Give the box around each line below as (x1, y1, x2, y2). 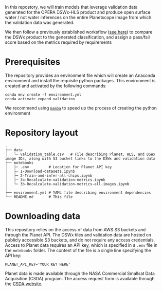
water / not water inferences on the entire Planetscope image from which (5, 15, 152, 20)
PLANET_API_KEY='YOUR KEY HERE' (5, 262, 71, 267)
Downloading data (5, 211, 81, 222)
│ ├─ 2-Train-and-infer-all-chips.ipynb (5, 173, 92, 178)
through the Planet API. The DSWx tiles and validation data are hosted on (5, 232, 152, 237)
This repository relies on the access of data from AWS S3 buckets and (5, 226, 146, 233)
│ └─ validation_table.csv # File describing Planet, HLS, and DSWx (5, 152, 156, 157)
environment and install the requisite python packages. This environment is (5, 77, 156, 83)
